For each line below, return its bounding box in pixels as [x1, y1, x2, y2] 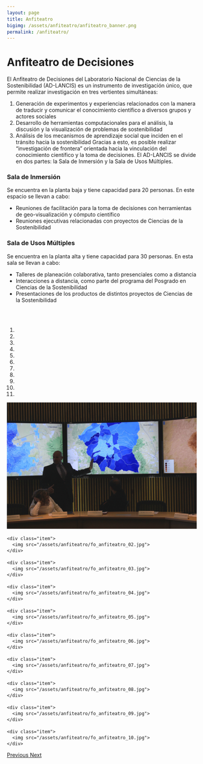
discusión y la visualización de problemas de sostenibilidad [15, 126, 163, 133]
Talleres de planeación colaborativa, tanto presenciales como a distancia [15, 270, 196, 278]
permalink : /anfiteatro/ [7, 29, 69, 35]
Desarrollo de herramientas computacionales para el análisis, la [15, 119, 173, 127]
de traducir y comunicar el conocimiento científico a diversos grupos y [15, 106, 192, 114]
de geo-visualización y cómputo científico [15, 211, 120, 218]
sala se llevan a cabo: [7, 259, 61, 266]
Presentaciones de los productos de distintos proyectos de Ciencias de [15, 290, 193, 297]
